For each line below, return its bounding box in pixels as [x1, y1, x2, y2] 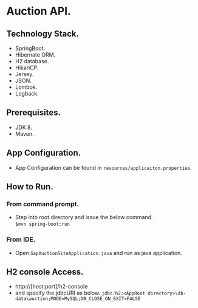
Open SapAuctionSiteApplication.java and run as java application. [15, 249, 182, 256]
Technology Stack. [6, 29, 80, 39]
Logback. [15, 90, 39, 97]
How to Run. [6, 181, 53, 192]
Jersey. [15, 71, 34, 77]
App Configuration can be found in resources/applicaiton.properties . [15, 164, 193, 171]
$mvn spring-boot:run [15, 221, 70, 228]
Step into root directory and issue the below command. [15, 214, 153, 221]
